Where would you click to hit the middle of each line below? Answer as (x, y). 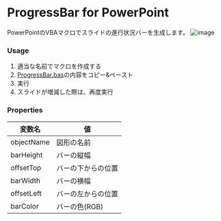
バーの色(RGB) (80, 207)
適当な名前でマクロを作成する (59, 66)
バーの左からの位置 (87, 194)
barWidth (26, 181)
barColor (25, 206)
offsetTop (26, 168)
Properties (25, 110)
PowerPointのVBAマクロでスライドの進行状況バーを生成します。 (98, 32)
